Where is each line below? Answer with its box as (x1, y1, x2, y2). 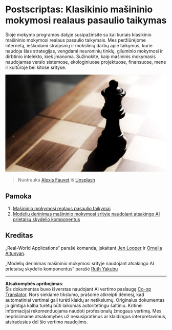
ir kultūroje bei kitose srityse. (5, 64, 67, 70)
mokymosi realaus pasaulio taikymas (5, 14, 167, 26)
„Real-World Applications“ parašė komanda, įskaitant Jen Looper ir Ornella (5, 245, 162, 251)
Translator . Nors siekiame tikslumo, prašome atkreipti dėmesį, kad (5, 291, 144, 298)
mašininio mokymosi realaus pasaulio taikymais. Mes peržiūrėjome (5, 37, 146, 43)
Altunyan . (5, 250, 26, 256)
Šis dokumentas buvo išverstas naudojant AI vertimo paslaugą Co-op (5, 286, 152, 292)
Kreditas (5, 231, 33, 240)
